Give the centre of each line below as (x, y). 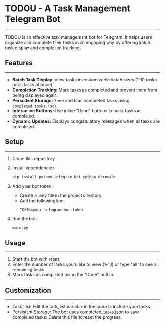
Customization (28, 290)
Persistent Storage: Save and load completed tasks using (71, 100)
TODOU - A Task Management (68, 9)
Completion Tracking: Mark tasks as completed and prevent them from (84, 90)
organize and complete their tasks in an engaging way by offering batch (78, 42)
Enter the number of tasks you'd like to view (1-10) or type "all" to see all (85, 264)
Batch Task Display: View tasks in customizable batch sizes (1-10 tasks (84, 80)
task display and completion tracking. (43, 48)
